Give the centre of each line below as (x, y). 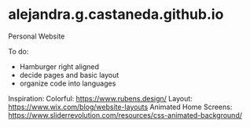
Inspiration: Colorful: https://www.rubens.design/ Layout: (100, 98)
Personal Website (37, 36)
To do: (18, 51)
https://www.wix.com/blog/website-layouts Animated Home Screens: (120, 107)
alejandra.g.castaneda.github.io (116, 15)
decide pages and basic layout (69, 75)
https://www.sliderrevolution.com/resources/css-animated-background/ (125, 115)
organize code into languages (68, 83)
